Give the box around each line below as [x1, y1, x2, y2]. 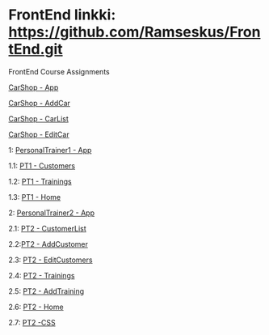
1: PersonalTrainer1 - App [8, 145, 92, 155]
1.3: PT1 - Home [8, 192, 61, 201]
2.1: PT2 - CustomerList [8, 223, 86, 233]
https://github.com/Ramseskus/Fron [8, 23, 261, 41]
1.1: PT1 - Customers [8, 160, 75, 171]
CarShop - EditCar [8, 129, 70, 139]
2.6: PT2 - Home [8, 302, 64, 312]
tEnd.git [8, 40, 63, 58]
